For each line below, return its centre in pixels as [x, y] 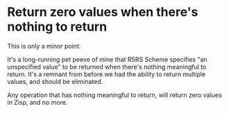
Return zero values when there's [103, 12]
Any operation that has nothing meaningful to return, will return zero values [114, 95]
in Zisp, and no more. [37, 102]
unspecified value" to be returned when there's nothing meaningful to [107, 67]
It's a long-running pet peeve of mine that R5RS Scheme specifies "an [107, 59]
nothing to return [57, 27]
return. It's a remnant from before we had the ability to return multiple [107, 74]
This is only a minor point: [44, 46]
